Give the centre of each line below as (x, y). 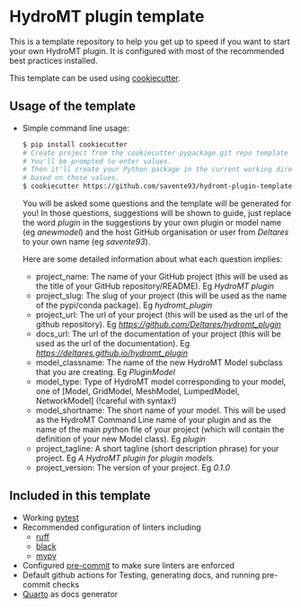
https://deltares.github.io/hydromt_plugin (112, 353)
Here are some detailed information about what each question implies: (152, 259)
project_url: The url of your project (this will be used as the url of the (162, 315)
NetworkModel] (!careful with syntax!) (106, 401)
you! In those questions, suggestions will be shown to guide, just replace (157, 213)
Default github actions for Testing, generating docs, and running (141, 575)
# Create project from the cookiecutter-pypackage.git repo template (155, 153)
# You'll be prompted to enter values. (97, 161)
